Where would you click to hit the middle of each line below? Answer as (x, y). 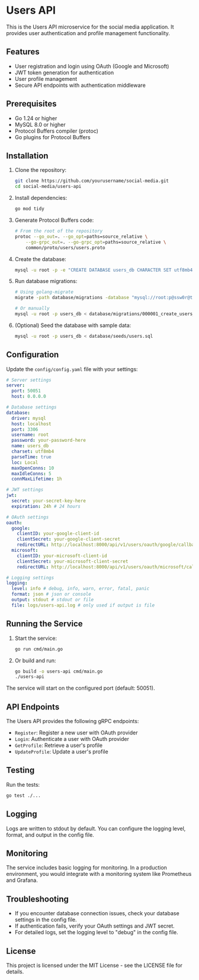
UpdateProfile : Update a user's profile (61, 752)
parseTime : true (31, 457)
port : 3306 (25, 429)
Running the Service (44, 624)
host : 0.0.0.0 (29, 397)
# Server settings (29, 380)
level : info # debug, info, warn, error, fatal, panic (81, 589)
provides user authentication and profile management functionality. (88, 33)
